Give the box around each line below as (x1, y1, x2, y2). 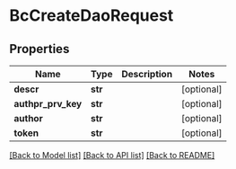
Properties (9, 41, 70, 57)
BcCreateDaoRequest (9, 5, 174, 26)
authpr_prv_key (13, 98, 83, 110)
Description (120, 68, 173, 80)
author (13, 112, 43, 124)
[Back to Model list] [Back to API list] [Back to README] (9, 150, 215, 160)
